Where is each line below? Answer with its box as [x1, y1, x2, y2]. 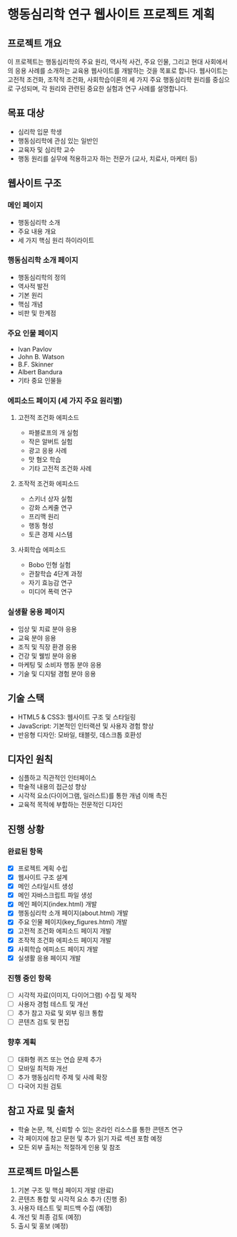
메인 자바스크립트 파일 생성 [17, 891, 93, 900]
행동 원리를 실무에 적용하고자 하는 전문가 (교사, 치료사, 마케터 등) [17, 154, 198, 163]
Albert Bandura [17, 368, 63, 376]
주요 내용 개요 [17, 226, 56, 236]
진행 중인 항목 [7, 973, 52, 983]
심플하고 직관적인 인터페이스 [17, 773, 97, 782]
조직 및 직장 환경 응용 [17, 642, 77, 651]
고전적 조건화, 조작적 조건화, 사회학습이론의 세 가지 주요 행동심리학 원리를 [7, 76, 211, 84]
